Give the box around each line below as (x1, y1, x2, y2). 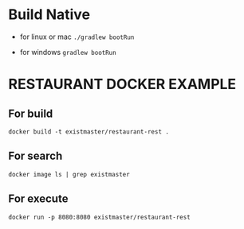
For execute (8, 192, 69, 206)
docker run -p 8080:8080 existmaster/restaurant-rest (8, 213, 191, 221)
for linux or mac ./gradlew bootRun (19, 32, 135, 41)
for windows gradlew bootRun (19, 47, 117, 56)
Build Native (8, 6, 90, 24)
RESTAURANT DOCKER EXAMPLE (8, 76, 237, 93)
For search (8, 149, 63, 163)
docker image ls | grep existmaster (8, 170, 130, 178)
